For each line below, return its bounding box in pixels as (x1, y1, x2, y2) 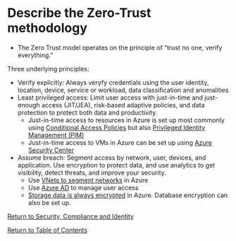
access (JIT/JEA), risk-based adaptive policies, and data (41, 100, 206, 109)
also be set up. (27, 198, 72, 206)
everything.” (17, 51, 54, 59)
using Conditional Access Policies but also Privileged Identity (27, 123, 206, 131)
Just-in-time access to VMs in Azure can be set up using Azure (27, 138, 213, 146)
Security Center (27, 146, 75, 154)
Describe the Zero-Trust (7, 5, 151, 21)
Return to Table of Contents (7, 225, 88, 234)
